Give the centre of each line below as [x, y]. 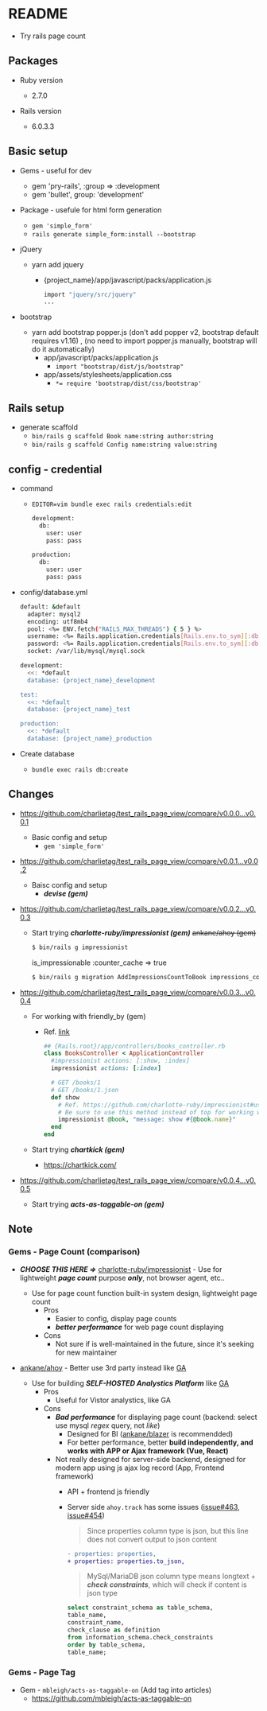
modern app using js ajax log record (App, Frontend [140, 1468]
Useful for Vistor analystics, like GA [113, 1400]
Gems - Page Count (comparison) [74, 1252]
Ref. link [56, 1032]
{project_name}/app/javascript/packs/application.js [128, 280]
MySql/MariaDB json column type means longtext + [171, 1577]
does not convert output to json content [152, 1539]
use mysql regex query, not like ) [108, 1425]
